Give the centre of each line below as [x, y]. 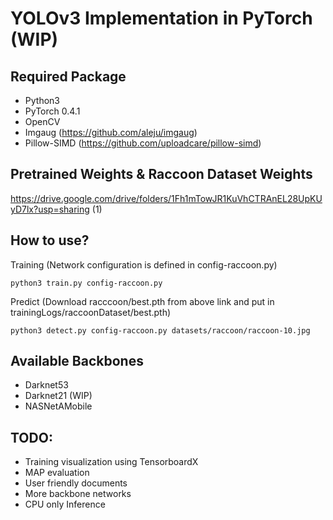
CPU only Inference [65, 504]
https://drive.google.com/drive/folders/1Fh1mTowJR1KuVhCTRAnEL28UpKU [166, 198]
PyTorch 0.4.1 [52, 111]
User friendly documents [76, 483]
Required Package [68, 76]
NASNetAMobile [58, 406]
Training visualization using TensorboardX [111, 462]
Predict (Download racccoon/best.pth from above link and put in [142, 301]
